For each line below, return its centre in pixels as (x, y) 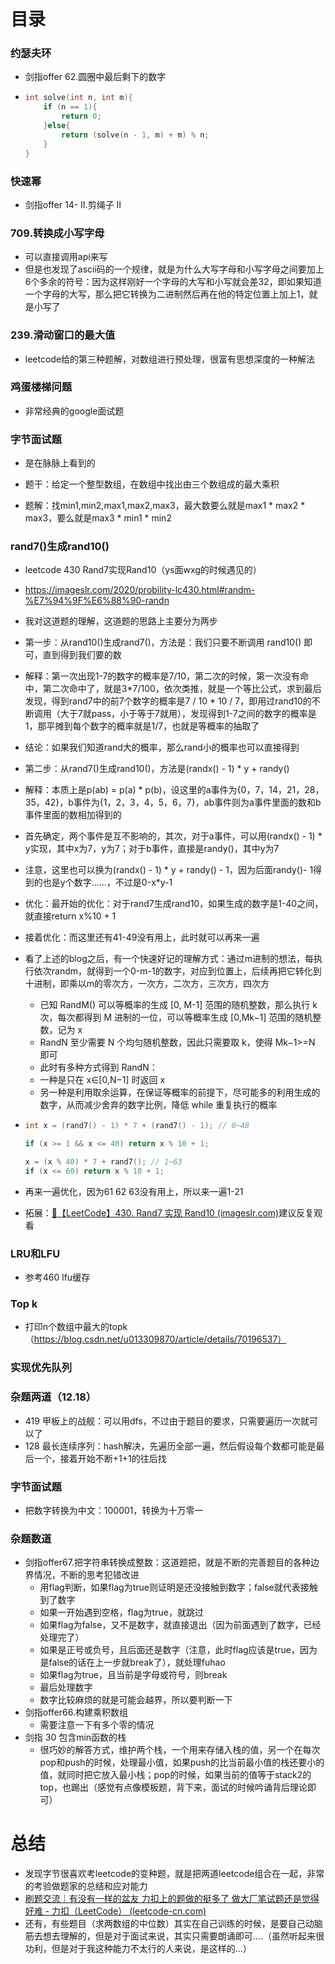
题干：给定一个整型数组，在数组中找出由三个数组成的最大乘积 (152, 484)
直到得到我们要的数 (82, 655)
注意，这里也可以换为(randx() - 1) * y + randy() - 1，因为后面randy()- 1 (169, 870)
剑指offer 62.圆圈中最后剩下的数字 (95, 77)
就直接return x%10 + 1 (70, 916)
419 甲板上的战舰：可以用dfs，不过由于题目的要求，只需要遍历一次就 (167, 1421)
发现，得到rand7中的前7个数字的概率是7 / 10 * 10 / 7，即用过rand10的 (168, 701)
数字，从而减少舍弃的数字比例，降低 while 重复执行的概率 (158, 1105)
